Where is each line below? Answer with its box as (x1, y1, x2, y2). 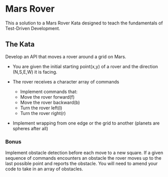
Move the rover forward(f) (20, 94, 75, 100)
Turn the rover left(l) (20, 105, 62, 111)
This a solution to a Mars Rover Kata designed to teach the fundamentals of (5, 20, 163, 26)
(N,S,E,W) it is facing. (12, 69, 57, 75)
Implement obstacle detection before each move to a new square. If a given (5, 150, 163, 156)
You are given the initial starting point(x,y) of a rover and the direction (12, 63, 158, 69)
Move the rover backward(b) (20, 99, 80, 105)
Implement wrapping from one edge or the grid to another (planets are (12, 120, 160, 126)
